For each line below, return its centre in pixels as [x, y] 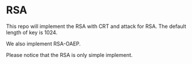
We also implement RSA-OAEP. [43, 44]
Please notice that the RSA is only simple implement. [69, 55]
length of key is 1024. [32, 32]
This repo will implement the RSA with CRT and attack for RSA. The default [96, 26]
